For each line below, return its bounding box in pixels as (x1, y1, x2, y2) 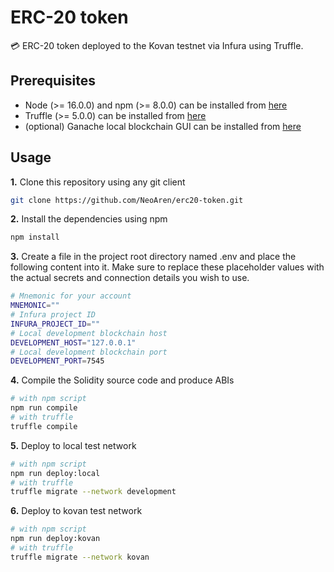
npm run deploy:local (10, 468, 101, 478)
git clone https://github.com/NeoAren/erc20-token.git (10, 195, 244, 205)
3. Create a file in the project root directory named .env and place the (10, 251, 297, 263)
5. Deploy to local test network (10, 439, 137, 451)
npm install (10, 232, 60, 243)
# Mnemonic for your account (10, 291, 132, 301)
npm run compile (10, 403, 78, 413)
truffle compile (10, 421, 78, 431)
